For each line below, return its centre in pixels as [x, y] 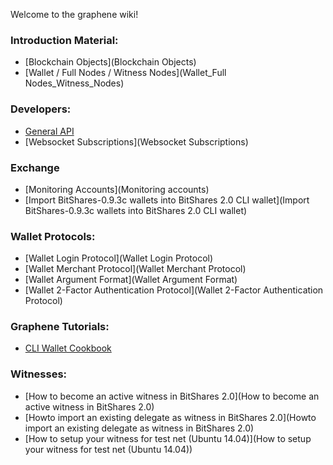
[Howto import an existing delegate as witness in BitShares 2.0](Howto [170, 417]
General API [49, 131]
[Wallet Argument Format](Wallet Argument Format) [131, 280]
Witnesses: [39, 374]
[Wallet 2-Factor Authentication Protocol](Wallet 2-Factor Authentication [174, 290]
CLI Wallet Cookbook [68, 348]
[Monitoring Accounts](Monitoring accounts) [117, 189]
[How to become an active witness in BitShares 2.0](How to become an [172, 396]
